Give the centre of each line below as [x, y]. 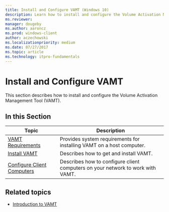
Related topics [28, 192]
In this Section [28, 116]
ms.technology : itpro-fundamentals [43, 57]
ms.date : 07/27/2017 [27, 47]
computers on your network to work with [108, 168]
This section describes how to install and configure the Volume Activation [81, 95]
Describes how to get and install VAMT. [106, 154]
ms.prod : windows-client [31, 33]
